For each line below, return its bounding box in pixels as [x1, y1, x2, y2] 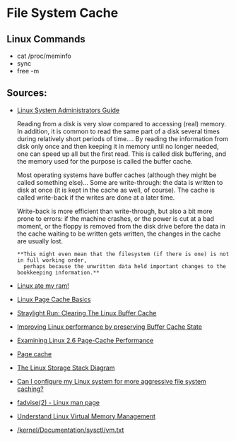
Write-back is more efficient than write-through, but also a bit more [16, 207, 213, 215]
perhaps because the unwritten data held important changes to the [23, 262, 227, 270]
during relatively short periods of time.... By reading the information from [16, 134, 229, 143]
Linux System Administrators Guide [16, 106, 120, 114]
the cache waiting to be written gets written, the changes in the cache [16, 229, 221, 238]
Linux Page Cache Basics [16, 295, 91, 303]
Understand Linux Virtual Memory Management [16, 411, 156, 421]
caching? [16, 385, 44, 393]
